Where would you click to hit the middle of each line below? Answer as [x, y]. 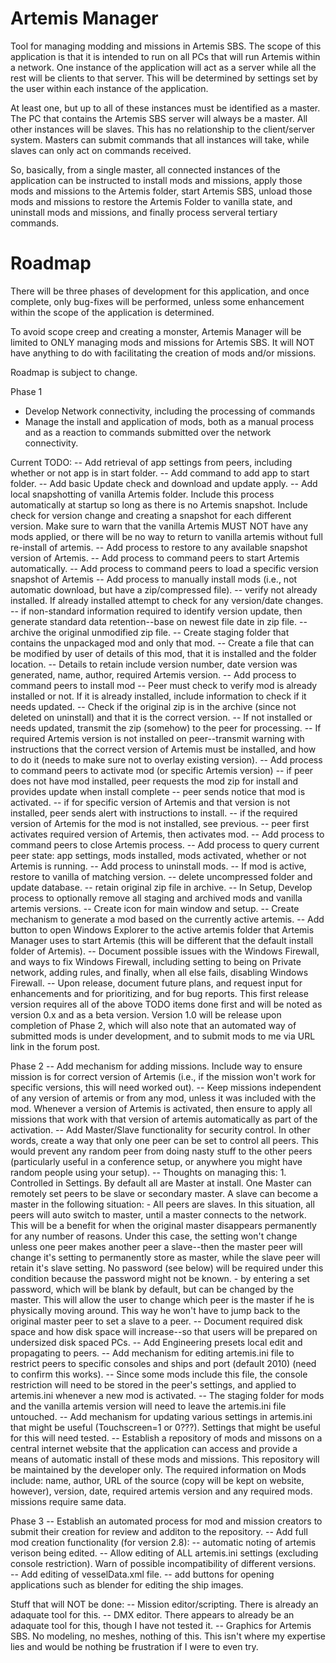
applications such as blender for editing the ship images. [127, 1584]
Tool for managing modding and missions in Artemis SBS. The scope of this [166, 46]
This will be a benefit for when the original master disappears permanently [163, 1225]
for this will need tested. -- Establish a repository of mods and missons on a [166, 1438]
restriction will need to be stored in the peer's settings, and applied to [153, 1384]
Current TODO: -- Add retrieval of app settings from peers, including [151, 462]
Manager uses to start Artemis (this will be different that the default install [162, 940]
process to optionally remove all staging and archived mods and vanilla [156, 898]
